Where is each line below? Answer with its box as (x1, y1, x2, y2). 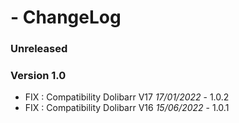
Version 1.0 (10, 69, 67, 83)
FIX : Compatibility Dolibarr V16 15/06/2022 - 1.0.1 (24, 102, 230, 114)
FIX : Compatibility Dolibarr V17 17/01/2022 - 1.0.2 (24, 91, 230, 103)
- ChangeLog (10, 6, 122, 29)
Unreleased (10, 42, 68, 56)
